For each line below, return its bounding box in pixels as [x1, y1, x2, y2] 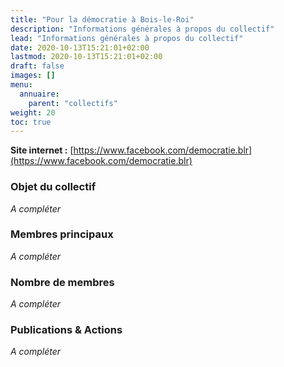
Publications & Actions [10, 323, 123, 337]
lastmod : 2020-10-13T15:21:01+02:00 [10, 52, 163, 62]
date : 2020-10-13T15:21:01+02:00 [10, 42, 150, 53]
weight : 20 [10, 107, 56, 118]
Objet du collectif [10, 180, 97, 194]
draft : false [10, 61, 65, 71]
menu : [10, 80, 33, 90]
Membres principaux [10, 227, 114, 241]
